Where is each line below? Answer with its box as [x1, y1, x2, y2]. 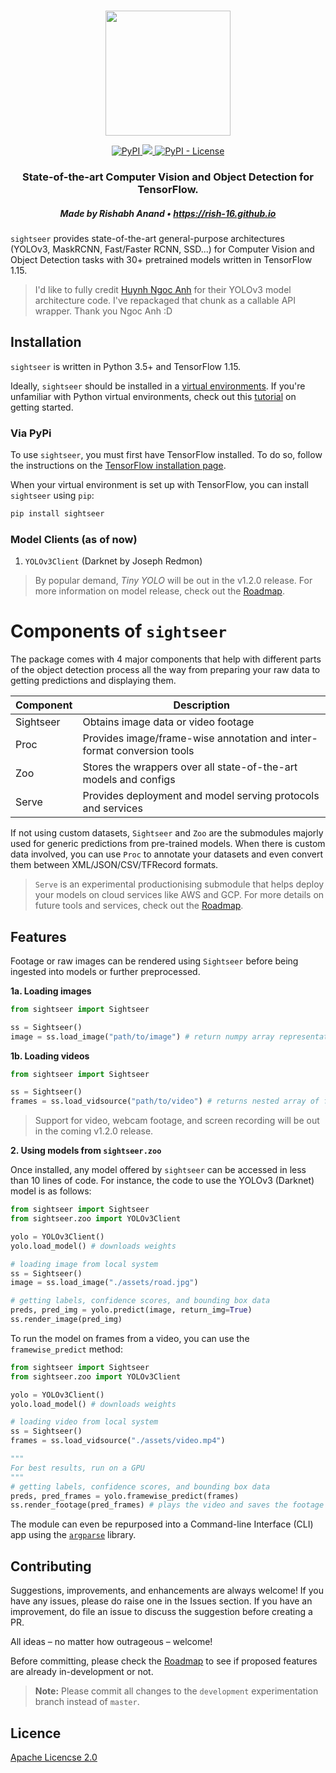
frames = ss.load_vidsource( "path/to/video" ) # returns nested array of [10, 1096, 320, 1107]
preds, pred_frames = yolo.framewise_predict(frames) [10, 1491, 240, 1501]
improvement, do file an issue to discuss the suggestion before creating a [10, 1606, 313, 1618]
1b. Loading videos [10, 1050, 90, 1062]
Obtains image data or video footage [82, 715, 255, 729]
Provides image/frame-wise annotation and [82, 731, 288, 745]
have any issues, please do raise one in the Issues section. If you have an [10, 1595, 313, 1607]
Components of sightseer [10, 620, 228, 643]
